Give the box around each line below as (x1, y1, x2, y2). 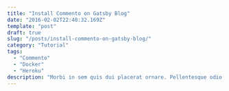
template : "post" (7, 23, 57, 29)
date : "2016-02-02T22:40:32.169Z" (7, 16, 106, 23)
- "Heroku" (13, 67, 45, 74)
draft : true (7, 29, 41, 36)
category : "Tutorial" (7, 42, 69, 49)
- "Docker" (13, 61, 45, 68)
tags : (7, 49, 23, 55)
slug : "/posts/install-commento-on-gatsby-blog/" (7, 36, 152, 42)
